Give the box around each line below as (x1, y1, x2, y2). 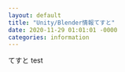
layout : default (8, 11, 61, 20)
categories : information (8, 33, 90, 41)
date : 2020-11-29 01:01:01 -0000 (8, 26, 118, 34)
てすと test (8, 56, 43, 65)
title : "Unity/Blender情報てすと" (8, 19, 116, 27)
